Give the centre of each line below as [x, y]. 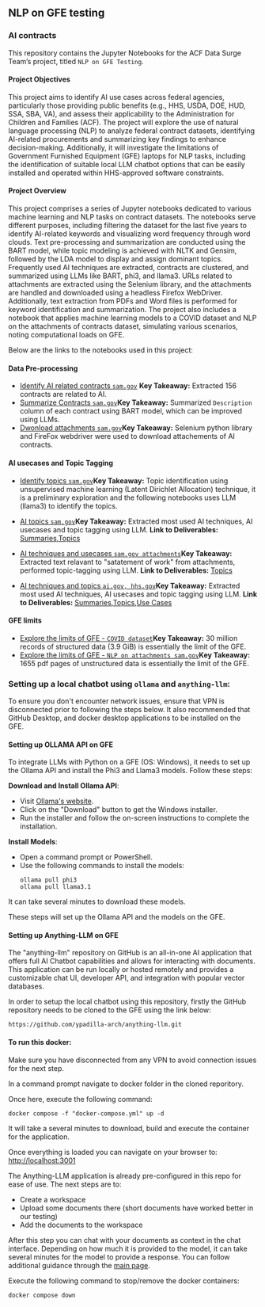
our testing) [38, 1216]
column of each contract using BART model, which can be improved [131, 411]
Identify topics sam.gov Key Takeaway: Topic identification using [124, 480]
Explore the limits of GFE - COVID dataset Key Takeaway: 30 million [129, 638]
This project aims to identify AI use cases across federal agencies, [117, 97]
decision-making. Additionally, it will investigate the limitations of [114, 147]
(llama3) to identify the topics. [68, 505]
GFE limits [25, 620]
